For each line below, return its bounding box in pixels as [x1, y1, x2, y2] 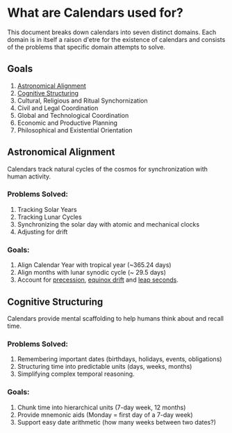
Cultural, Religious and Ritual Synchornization [17, 96, 148, 105]
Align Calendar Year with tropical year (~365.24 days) [17, 261, 172, 269]
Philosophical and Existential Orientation [17, 126, 133, 134]
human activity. [7, 172, 51, 181]
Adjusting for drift [17, 227, 68, 236]
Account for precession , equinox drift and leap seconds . [17, 275, 179, 284]
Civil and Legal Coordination [17, 103, 99, 112]
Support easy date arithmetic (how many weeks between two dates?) [17, 418, 217, 426]
